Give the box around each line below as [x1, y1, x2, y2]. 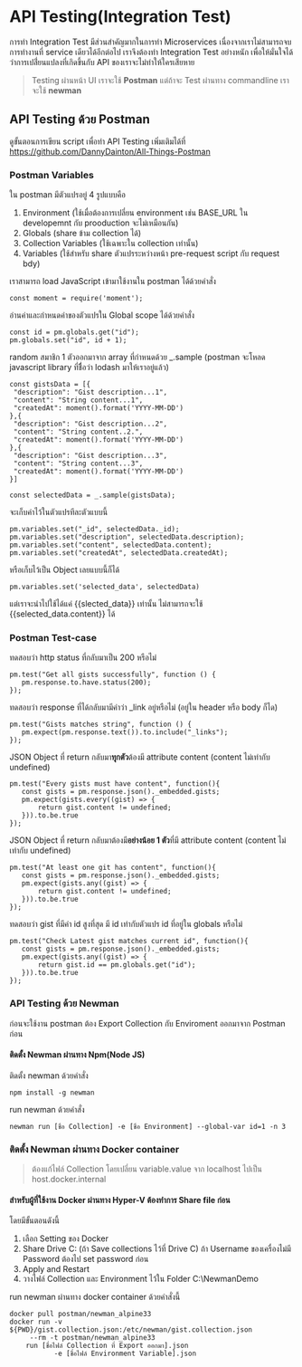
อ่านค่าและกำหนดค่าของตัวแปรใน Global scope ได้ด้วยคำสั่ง [9, 310, 195, 320]
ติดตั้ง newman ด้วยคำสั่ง [9, 1070, 89, 1081]
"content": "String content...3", [13, 459, 144, 468]
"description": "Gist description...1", [13, 387, 168, 397]
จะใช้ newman [31, 84, 82, 96]
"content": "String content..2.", [13, 427, 144, 436]
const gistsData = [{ [9, 380, 91, 389]
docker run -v [9, 1317, 63, 1327]
